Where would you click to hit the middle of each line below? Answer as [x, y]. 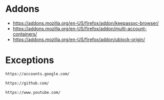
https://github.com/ [27, 83]
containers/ [25, 34]
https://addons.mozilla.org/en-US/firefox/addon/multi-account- [80, 28]
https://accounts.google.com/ [38, 74]
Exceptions [30, 60]
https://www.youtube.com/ [33, 92]
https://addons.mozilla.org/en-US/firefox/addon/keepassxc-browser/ [86, 23]
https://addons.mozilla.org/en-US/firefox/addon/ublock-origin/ [79, 39]
